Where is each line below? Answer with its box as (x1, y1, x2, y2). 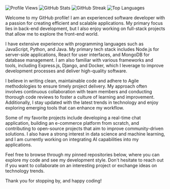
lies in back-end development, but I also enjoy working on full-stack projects (5, 25, 165, 32)
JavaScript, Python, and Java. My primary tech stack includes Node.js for (5, 46, 159, 52)
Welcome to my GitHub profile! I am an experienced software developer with (5, 15, 165, 20)
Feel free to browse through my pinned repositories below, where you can (5, 152, 160, 157)
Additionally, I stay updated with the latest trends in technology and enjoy (5, 99, 159, 105)
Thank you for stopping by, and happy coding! (5, 178, 102, 183)
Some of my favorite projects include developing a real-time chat (5, 115, 141, 121)
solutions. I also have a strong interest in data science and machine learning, (5, 131, 165, 137)
